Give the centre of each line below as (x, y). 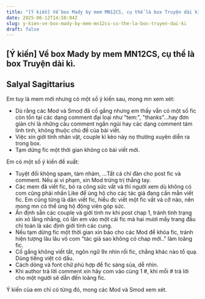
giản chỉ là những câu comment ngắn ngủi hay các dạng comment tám (104, 124)
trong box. (28, 143)
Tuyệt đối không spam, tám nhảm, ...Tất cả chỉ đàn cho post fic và (98, 174)
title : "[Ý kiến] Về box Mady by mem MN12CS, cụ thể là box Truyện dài (99, 12)
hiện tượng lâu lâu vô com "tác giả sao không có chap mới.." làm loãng (104, 239)
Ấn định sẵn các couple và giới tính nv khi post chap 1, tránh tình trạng (103, 213)
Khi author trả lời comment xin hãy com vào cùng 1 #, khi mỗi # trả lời (102, 271)
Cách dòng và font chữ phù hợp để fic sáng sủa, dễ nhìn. (87, 265)
